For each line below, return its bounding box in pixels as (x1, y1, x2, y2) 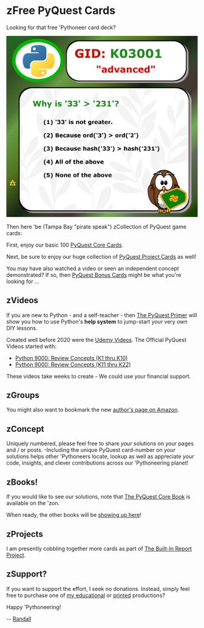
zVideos (6, 295, 38, 305)
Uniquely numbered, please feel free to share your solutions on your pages (6, 440, 194, 447)
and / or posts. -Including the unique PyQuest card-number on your (6, 446, 175, 454)
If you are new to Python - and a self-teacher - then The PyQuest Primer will (6, 311, 197, 319)
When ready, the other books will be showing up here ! (6, 511, 141, 519)
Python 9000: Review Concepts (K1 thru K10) (15, 354, 128, 361)
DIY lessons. (6, 324, 38, 332)
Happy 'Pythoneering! (6, 603, 61, 610)
